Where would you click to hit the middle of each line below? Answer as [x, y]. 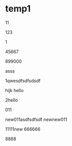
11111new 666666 [23, 129]
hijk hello [14, 90]
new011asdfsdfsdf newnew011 [36, 119]
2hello [12, 100]
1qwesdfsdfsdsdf [23, 80]
